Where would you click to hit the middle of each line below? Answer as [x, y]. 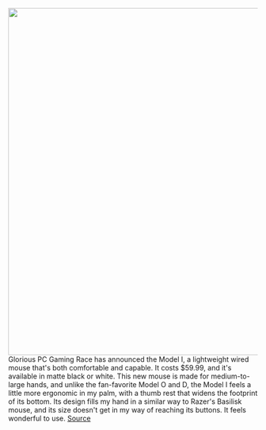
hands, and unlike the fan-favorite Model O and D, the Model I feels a [139, 384]
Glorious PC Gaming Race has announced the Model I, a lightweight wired [129, 359]
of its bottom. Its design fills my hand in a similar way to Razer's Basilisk [125, 401]
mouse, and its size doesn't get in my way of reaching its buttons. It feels [127, 410]
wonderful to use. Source [49, 418]
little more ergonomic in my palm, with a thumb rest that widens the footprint [133, 393]
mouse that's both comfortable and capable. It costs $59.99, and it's [120, 368]
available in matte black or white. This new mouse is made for [109, 376]
